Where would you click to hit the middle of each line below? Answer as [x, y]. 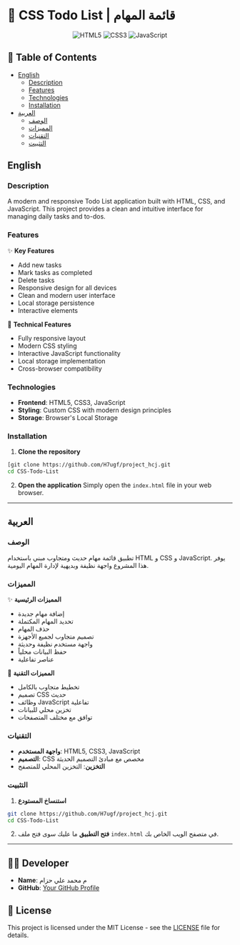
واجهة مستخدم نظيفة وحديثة [55, 644]
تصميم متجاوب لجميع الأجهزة [56, 636]
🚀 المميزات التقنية [31, 673]
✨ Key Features [31, 251]
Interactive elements [48, 310]
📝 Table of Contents [52, 57]
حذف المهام [34, 629]
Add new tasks [40, 265]
